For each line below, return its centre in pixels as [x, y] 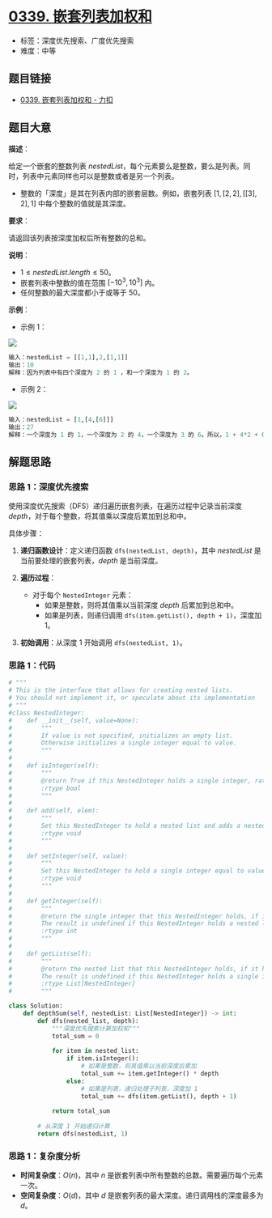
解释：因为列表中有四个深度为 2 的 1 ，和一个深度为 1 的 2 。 [101, 372]
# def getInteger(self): [56, 901]
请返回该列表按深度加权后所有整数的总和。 [79, 238]
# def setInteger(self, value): [68, 856]
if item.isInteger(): [102, 1059]
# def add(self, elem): [54, 811]
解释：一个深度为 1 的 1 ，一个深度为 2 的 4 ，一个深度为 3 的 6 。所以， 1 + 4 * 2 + [134, 435]
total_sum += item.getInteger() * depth [150, 1074]
